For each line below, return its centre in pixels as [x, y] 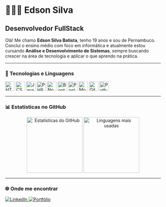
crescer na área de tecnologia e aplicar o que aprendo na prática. [72, 56]
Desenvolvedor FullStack [44, 28]
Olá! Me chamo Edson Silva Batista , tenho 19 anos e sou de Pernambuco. [80, 40]
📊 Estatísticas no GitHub [36, 107]
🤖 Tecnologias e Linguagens [40, 73]
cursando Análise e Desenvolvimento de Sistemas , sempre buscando [77, 51]
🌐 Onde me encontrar [32, 189]
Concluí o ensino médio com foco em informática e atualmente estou [75, 46]
